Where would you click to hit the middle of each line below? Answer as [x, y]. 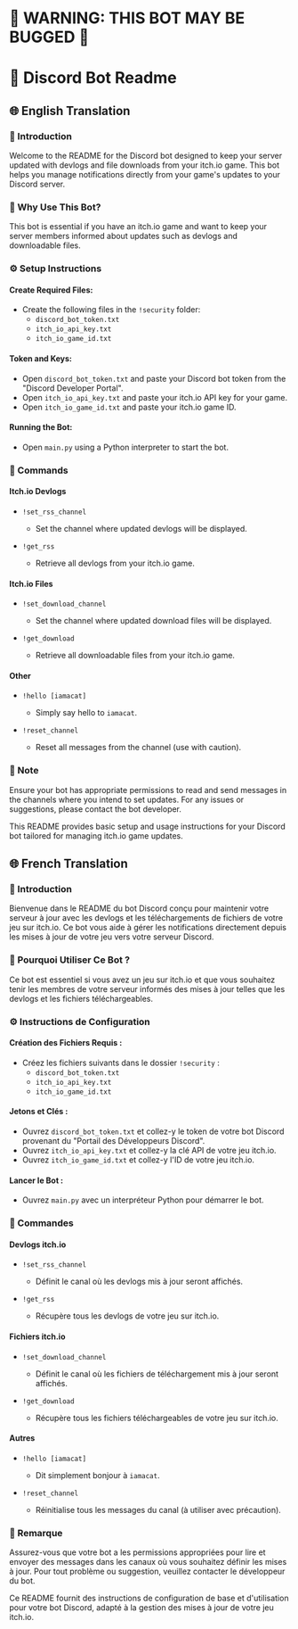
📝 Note [24, 771]
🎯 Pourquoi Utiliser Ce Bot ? [70, 960]
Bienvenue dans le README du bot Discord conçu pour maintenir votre [139, 908]
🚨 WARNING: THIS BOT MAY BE [127, 18]
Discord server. [37, 184]
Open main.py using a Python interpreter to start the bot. [125, 447]
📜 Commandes [41, 1223]
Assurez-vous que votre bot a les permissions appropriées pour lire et [137, 1552]
